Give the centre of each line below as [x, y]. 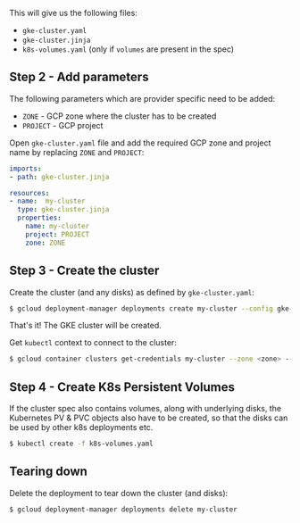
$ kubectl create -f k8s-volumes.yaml [81, 444]
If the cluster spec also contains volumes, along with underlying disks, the [146, 409]
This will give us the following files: [74, 13]
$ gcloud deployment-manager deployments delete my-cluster [124, 509]
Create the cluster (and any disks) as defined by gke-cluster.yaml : [132, 292]
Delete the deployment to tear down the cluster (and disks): [119, 493]
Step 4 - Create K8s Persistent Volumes [122, 387]
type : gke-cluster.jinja [63, 210]
